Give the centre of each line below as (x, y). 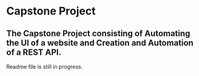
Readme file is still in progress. (45, 67)
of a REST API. (34, 52)
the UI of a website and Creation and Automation (100, 43)
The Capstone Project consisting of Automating (98, 33)
